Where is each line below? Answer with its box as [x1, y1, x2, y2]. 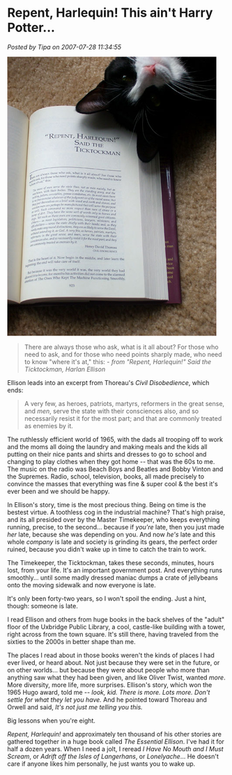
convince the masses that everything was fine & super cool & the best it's [7, 479, 218, 488]
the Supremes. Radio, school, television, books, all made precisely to [7, 472, 204, 481]
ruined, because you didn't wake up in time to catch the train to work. [7, 545, 207, 553]
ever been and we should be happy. [7, 487, 110, 495]
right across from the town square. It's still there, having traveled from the [7, 630, 219, 638]
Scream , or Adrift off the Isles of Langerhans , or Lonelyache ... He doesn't [7, 752, 219, 760]
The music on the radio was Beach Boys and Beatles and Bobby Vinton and [7, 465, 224, 473]
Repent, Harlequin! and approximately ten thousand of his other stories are [7, 730, 222, 738]
